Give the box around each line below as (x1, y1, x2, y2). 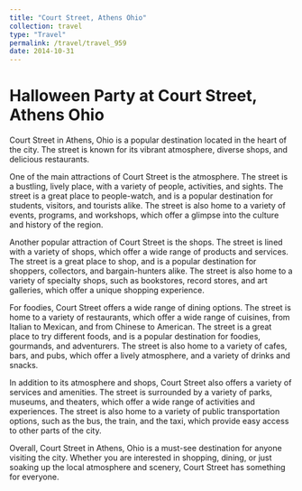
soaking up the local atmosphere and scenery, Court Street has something (9, 462, 286, 473)
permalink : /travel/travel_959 (9, 38, 127, 48)
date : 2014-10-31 (9, 47, 75, 56)
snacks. (9, 360, 39, 371)
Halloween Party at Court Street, (9, 86, 258, 107)
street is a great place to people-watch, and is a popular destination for (9, 190, 273, 201)
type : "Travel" (9, 30, 67, 39)
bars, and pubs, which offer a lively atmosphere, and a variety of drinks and (9, 350, 291, 361)
